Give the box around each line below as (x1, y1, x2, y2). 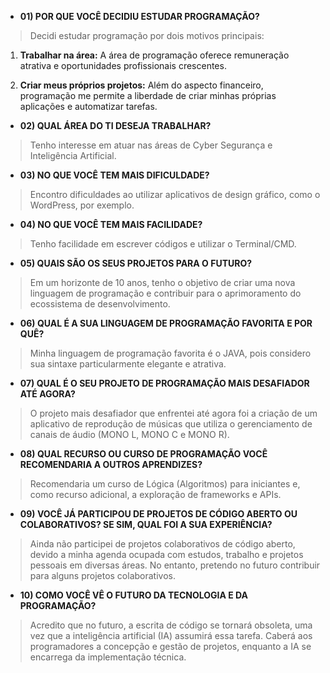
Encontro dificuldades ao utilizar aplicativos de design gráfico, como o (29, 189, 321, 200)
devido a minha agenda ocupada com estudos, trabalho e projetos (29, 549, 304, 560)
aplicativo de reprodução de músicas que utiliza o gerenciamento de (29, 418, 313, 430)
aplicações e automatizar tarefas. (19, 101, 158, 112)
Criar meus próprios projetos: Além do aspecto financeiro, (19, 79, 264, 91)
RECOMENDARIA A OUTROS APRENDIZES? (19, 459, 203, 470)
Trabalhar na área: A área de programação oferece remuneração (19, 49, 290, 61)
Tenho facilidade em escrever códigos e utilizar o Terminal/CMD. (29, 238, 297, 250)
